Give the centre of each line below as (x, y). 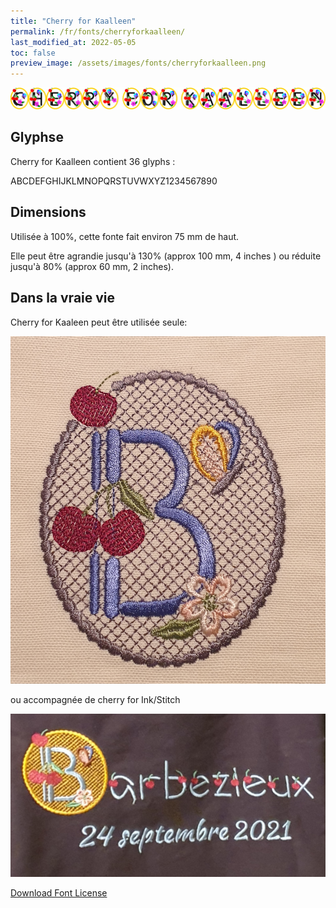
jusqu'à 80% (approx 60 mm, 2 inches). (92, 266)
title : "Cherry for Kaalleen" (73, 21)
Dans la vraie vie (63, 298)
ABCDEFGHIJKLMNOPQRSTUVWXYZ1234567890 (114, 181)
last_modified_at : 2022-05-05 (73, 42)
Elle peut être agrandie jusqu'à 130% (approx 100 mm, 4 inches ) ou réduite (166, 256)
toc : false (33, 53)
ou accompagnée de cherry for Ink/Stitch (95, 699)
